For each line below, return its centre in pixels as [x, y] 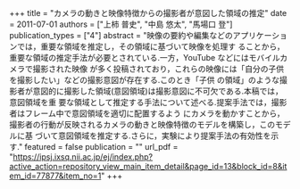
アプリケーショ [260, 35]
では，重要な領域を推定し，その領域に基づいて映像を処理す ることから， [151, 46]
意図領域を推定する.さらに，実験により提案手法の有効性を [164, 136]
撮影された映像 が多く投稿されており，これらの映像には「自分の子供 [158, 69]
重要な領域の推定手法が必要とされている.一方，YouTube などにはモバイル [145, 58]
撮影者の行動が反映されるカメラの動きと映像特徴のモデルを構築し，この [142, 124]
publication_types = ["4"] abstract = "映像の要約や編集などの [121, 35]
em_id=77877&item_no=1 [55, 176]
